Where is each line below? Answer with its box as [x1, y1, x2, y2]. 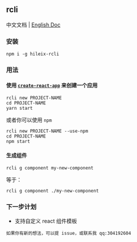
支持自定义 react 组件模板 [14, 217, 77, 224]
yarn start [6, 106, 33, 112]
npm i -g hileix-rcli [6, 51, 60, 57]
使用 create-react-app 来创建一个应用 [6, 81, 98, 89]
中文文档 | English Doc [6, 21, 61, 28]
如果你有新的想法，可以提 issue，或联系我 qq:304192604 [6, 230, 132, 236]
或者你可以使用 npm [6, 116, 52, 123]
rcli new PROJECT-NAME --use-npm [6, 128, 89, 135]
